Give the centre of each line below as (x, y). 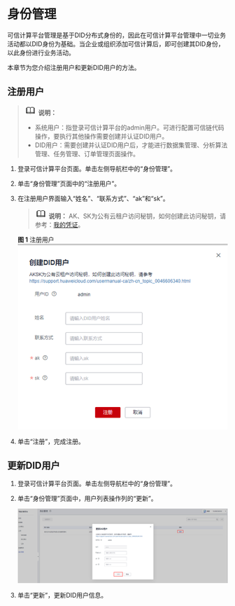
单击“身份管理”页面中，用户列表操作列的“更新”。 (87, 499)
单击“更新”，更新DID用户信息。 (62, 595)
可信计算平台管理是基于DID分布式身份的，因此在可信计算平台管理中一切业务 (116, 35)
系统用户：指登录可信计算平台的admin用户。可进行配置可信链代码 (129, 128)
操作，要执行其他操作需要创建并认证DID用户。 (101, 136)
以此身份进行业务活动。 (41, 53)
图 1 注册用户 (36, 240)
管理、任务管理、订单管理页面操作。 (87, 153)
